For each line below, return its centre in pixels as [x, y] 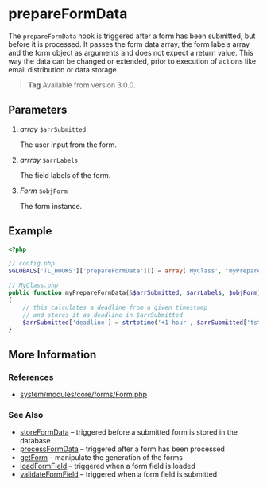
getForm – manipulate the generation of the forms [101, 458]
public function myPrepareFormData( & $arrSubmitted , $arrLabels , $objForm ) [135, 293]
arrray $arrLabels [49, 160]
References [31, 377]
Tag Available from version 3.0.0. [82, 85]
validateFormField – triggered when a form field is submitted [118, 474]
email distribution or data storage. [64, 69]
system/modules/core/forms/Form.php [83, 394]
